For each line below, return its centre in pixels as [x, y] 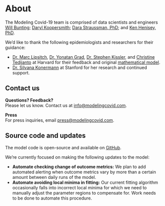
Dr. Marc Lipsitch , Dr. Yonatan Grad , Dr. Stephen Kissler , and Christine [83, 57]
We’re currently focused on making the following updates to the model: [77, 157]
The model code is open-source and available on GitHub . [63, 147]
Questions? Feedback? [29, 100]
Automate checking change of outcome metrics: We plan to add [79, 167]
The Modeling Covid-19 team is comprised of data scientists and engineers [82, 22]
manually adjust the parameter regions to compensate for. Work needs [84, 193]
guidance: [15, 47]
